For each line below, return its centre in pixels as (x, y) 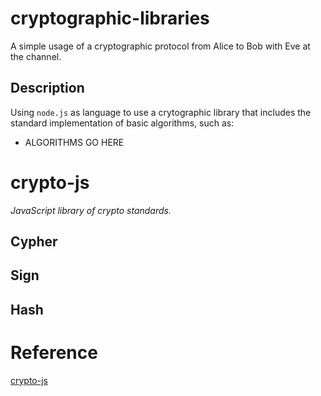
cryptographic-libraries (110, 18)
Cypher (34, 242)
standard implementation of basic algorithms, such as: (122, 123)
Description (47, 88)
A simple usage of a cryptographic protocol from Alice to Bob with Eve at (160, 46)
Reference (54, 353)
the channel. (36, 56)
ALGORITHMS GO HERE (74, 142)
